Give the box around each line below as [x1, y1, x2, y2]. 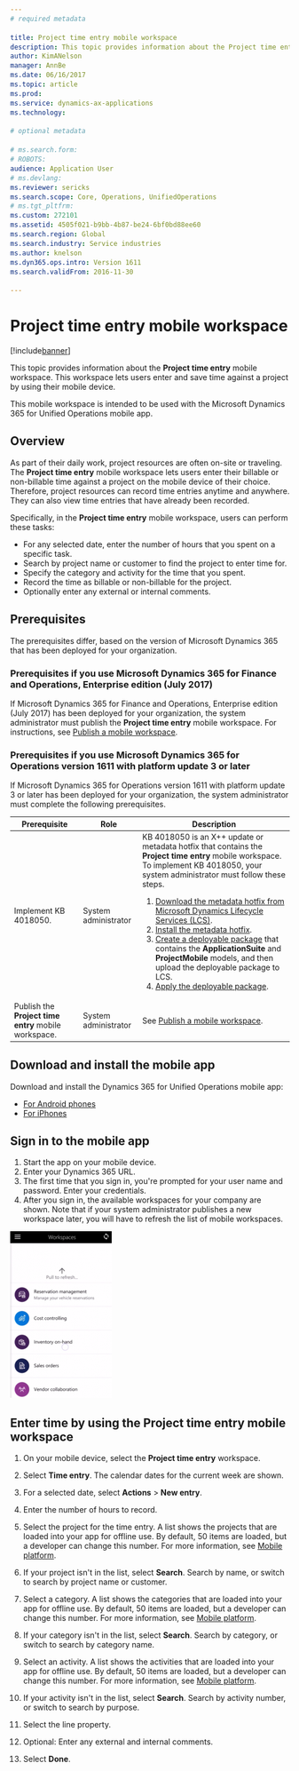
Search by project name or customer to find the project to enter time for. [22, 558, 287, 568]
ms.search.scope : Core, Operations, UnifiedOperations [10, 192, 217, 202]
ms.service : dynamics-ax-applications [10, 99, 153, 107]
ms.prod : [10, 89, 43, 98]
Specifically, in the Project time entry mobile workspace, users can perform [10, 512, 288, 523]
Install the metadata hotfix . [155, 925, 252, 935]
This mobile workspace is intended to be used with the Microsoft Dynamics [10, 399, 286, 409]
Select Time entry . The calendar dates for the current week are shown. [22, 1470, 285, 1481]
